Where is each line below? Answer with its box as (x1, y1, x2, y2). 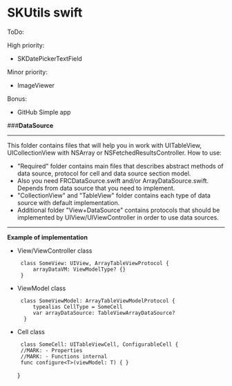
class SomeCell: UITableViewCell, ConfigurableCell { (20, 340, 179, 348)
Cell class (17, 327, 45, 336)
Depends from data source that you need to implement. (17, 184, 175, 192)
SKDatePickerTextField (17, 54, 83, 63)
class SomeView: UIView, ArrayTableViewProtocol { (20, 260, 169, 267)
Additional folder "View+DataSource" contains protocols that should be (17, 206, 220, 214)
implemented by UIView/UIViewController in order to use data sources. (17, 213, 219, 222)
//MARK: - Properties (20, 347, 83, 354)
